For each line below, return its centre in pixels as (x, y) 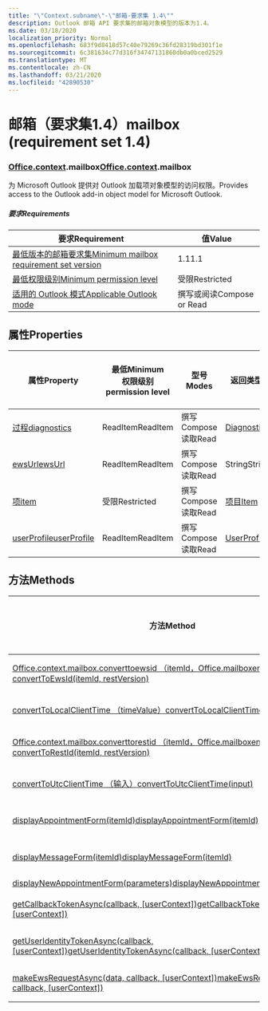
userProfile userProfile (53, 538)
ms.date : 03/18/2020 (43, 30)
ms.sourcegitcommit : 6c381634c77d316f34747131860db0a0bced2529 (116, 53)
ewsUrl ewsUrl (39, 464)
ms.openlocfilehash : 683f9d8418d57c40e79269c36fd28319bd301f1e (116, 45)
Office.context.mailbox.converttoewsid (85, 668)
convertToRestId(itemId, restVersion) (81, 752)
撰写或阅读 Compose (216, 294)
